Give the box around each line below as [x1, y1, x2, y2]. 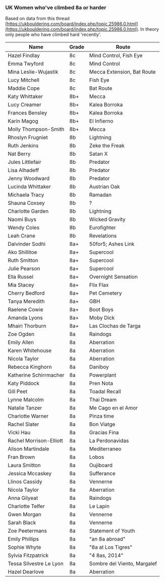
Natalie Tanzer [8, 404, 42, 412]
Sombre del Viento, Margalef [89, 560, 157, 567]
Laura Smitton [8, 462, 41, 469]
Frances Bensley [8, 109, 47, 117]
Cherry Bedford [8, 289, 45, 297]
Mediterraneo [89, 445, 122, 452]
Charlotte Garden [8, 208, 49, 215]
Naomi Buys [8, 216, 37, 223]
